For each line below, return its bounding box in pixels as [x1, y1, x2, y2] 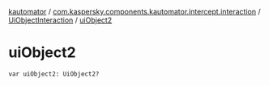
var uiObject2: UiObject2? [8, 70, 100, 78]
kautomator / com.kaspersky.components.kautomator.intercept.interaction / [8, 7, 261, 16]
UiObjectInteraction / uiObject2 [8, 15, 113, 25]
